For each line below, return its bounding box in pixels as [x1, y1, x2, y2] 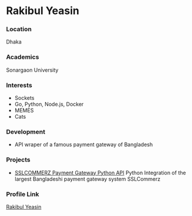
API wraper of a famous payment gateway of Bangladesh [14, 141, 153, 148]
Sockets [14, 95, 35, 102]
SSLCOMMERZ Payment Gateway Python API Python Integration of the [14, 169, 186, 176]
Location [6, 25, 32, 33]
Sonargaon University [6, 66, 59, 73]
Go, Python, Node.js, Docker [14, 101, 84, 108]
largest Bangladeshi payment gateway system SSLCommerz [14, 175, 161, 183]
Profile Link [6, 190, 39, 198]
